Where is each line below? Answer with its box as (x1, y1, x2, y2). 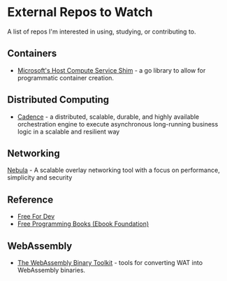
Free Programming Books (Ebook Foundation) (17, 219, 149, 228)
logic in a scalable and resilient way (17, 127, 120, 136)
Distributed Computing (7, 94, 110, 106)
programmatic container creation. (17, 73, 114, 82)
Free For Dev (17, 212, 55, 221)
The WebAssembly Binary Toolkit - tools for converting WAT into (17, 259, 203, 266)
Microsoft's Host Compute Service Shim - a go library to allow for (17, 66, 206, 74)
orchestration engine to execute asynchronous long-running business (17, 120, 219, 128)
